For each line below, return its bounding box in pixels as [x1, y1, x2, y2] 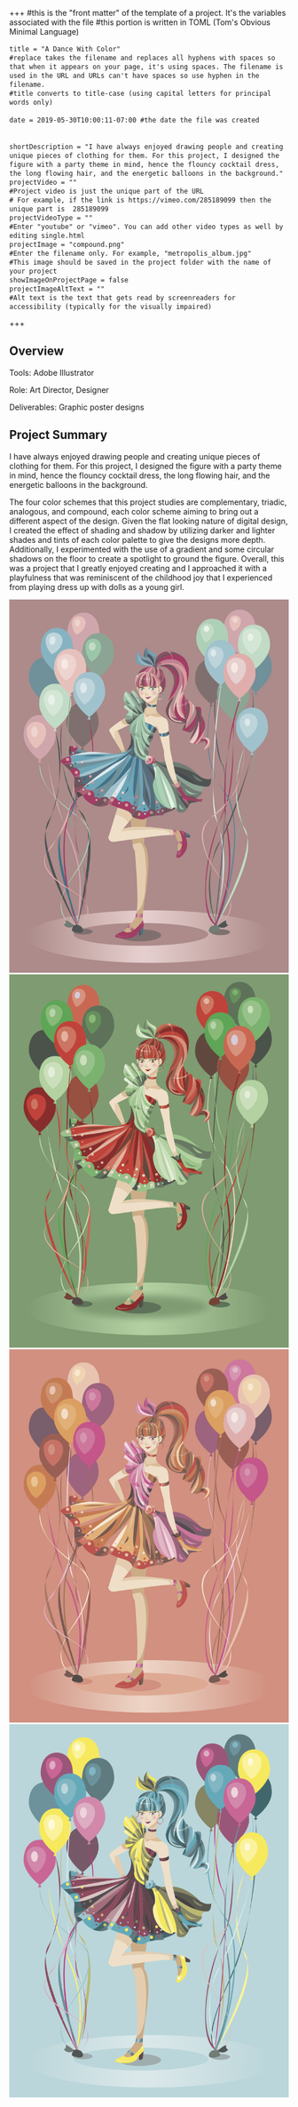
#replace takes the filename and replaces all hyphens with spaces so [9, 53, 276, 62]
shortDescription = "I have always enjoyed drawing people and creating [9, 142, 284, 151]
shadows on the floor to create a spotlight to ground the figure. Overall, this [9, 553, 285, 563]
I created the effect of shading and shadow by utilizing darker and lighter [9, 524, 276, 536]
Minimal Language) [9, 27, 80, 36]
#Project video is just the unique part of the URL [9, 187, 204, 196]
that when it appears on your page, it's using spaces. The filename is [9, 62, 284, 71]
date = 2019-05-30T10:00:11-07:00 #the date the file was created [9, 116, 260, 124]
